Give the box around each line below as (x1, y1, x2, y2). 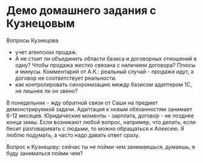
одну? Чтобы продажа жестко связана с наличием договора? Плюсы (15, 61, 196, 69)
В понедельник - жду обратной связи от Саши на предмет (6, 99, 158, 106)
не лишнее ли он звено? (15, 87, 78, 94)
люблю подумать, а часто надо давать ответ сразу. (6, 131, 141, 139)
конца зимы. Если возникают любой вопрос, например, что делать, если (6, 118, 196, 125)
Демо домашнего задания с (6, 4, 156, 18)
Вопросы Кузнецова (6, 36, 59, 44)
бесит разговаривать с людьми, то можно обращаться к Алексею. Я (6, 125, 185, 132)
